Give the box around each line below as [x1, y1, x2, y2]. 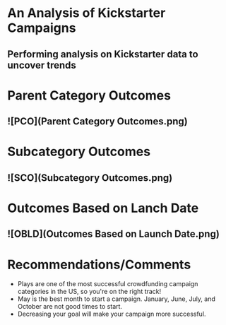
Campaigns [7, 20, 76, 36]
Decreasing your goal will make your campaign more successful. [17, 309, 206, 319]
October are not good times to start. [17, 302, 122, 311]
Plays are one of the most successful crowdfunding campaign [17, 280, 198, 288]
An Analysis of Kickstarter [7, 5, 166, 21]
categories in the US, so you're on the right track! [17, 288, 162, 296]
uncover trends [7, 59, 76, 71]
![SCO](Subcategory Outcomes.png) [7, 172, 173, 184]
